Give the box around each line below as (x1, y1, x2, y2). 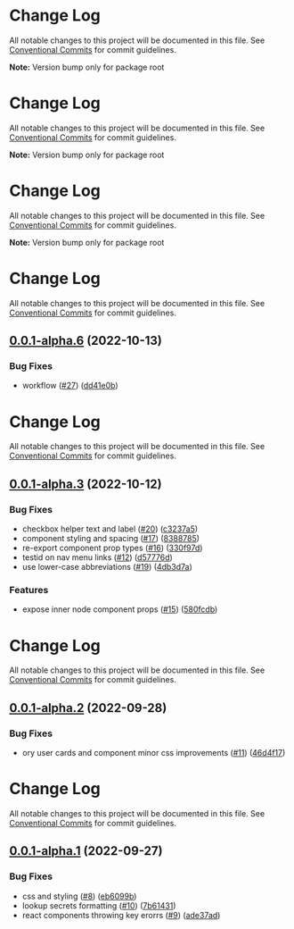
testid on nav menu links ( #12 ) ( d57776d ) (21, 552, 174, 563)
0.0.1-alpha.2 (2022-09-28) (9, 700, 167, 716)
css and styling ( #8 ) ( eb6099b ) (21, 891, 137, 901)
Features (9, 583, 49, 596)
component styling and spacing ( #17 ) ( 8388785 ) (21, 533, 200, 544)
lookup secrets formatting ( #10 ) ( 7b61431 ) (21, 900, 176, 911)
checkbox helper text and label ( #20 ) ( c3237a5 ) (21, 523, 199, 534)
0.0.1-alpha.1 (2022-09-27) (9, 843, 163, 858)
